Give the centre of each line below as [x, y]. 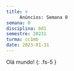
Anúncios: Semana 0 [44, 17]
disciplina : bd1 [26, 28]
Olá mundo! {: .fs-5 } [31, 62]
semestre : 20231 [26, 34]
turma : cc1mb [22, 39]
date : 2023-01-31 [28, 45]
